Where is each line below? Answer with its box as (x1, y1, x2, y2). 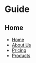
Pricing (11, 47, 27, 53)
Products (11, 52, 31, 58)
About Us (11, 42, 32, 48)
